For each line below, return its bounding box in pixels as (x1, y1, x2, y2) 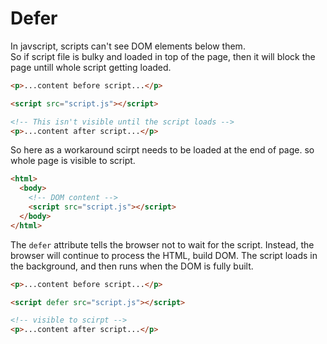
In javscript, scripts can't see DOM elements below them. (10, 40, 246, 52)
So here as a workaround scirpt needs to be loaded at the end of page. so (10, 144, 315, 156)
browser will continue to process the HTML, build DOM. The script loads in (10, 249, 318, 261)
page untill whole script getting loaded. (10, 61, 172, 73)
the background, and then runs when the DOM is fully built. (10, 260, 254, 272)
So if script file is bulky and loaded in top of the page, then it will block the (10, 50, 316, 62)
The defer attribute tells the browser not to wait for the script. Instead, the (10, 238, 315, 251)
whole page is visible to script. (10, 155, 136, 167)
